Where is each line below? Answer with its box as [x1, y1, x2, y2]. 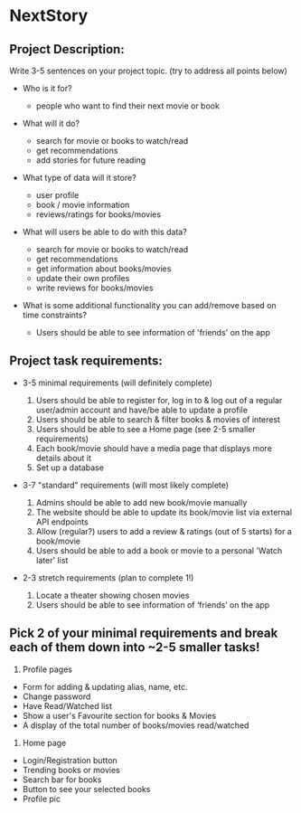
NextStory [9, 5, 89, 26]
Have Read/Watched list [22, 700, 113, 711]
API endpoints [35, 516, 89, 527]
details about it [35, 452, 92, 463]
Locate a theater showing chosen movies [35, 590, 190, 600]
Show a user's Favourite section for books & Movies [22, 710, 217, 721]
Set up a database [35, 462, 104, 473]
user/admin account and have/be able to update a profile [35, 404, 249, 415]
